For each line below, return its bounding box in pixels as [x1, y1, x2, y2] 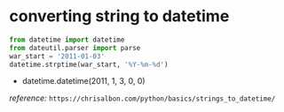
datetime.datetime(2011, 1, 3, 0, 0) [21, 76, 146, 86]
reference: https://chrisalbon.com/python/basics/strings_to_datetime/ [9, 93, 276, 103]
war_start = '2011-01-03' [9, 51, 105, 61]
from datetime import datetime [9, 35, 125, 44]
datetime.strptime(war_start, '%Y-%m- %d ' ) [9, 60, 169, 69]
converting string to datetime [9, 6, 230, 26]
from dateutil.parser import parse [9, 43, 141, 52]
